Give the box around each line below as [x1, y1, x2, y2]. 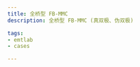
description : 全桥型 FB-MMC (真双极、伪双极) [7, 17, 134, 24]
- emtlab [7, 36, 33, 43]
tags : [7, 30, 23, 37]
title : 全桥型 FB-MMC [7, 10, 68, 18]
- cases [7, 43, 31, 50]
